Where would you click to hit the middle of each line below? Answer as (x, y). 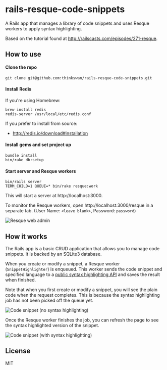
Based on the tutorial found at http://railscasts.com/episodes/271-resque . (81, 38)
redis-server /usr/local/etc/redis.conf (48, 114)
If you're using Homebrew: (33, 100)
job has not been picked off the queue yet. (49, 300)
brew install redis (26, 110)
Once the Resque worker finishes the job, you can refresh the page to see (82, 320)
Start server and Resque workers (41, 171)
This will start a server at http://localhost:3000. (54, 196)
